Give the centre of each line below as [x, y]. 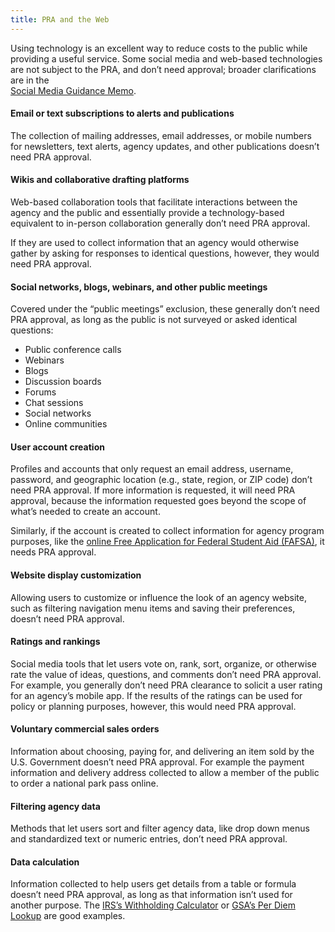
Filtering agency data [55, 806]
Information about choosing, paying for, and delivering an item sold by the [162, 752]
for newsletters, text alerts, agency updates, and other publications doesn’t [165, 146]
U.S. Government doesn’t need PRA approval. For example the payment [157, 762]
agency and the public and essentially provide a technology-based [147, 213]
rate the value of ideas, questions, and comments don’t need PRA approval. [166, 674]
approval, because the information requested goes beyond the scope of [158, 501]
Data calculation [45, 862]
